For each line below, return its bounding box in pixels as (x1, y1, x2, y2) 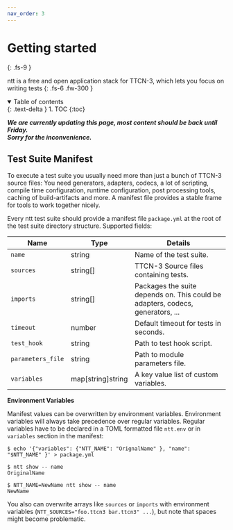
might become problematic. (7, 515, 86, 523)
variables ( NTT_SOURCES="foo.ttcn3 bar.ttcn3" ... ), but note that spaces (7, 508, 217, 516)
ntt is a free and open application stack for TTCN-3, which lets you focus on (7, 76, 224, 85)
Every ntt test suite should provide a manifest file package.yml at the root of (7, 215, 222, 223)
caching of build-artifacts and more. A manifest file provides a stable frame (7, 194, 222, 202)
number (70, 323, 96, 333)
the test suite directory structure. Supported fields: (7, 222, 153, 230)
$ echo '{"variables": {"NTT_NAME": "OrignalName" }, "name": (7, 445, 191, 452)
